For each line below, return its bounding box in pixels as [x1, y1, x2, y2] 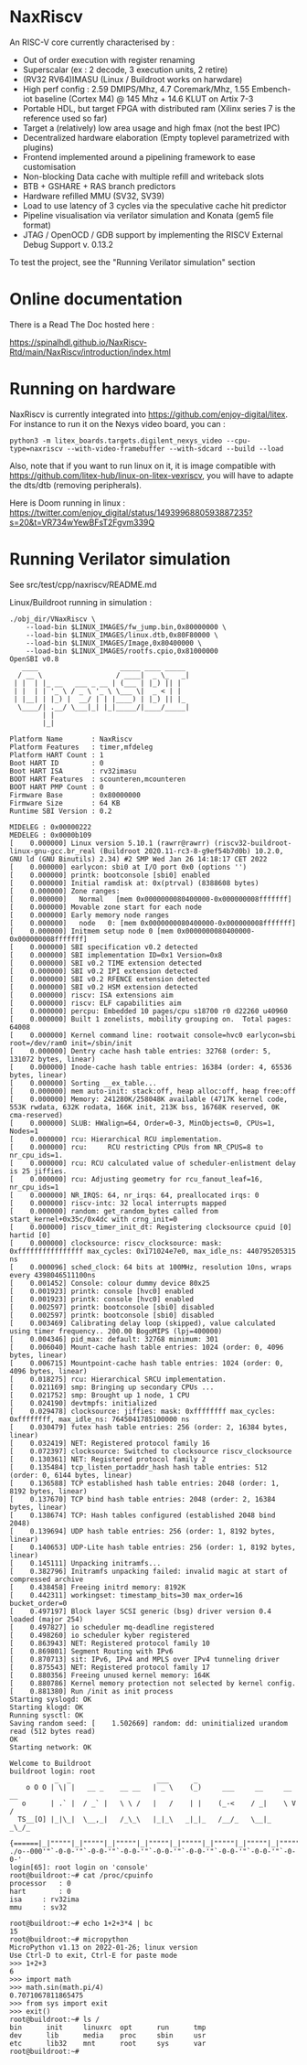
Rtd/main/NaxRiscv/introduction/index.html [9, 346, 172, 358]
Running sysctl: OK [9, 1710, 84, 1720]
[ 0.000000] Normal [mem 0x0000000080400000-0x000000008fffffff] [9, 894, 292, 904]
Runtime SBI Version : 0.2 [9, 807, 112, 816]
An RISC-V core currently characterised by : [9, 37, 175, 48]
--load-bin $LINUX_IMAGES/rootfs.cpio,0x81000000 [26, 647, 219, 656]
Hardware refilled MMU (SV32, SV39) [22, 190, 164, 201]
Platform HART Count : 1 [9, 750, 104, 760]
